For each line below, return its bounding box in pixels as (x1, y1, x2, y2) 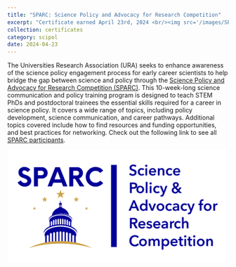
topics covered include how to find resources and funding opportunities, (7, 121, 217, 129)
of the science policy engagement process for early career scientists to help (7, 69, 228, 77)
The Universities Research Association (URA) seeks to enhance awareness (7, 61, 224, 70)
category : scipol (7, 34, 58, 41)
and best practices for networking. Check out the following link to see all (7, 129, 217, 137)
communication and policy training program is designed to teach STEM (7, 91, 213, 100)
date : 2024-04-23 (7, 41, 58, 48)
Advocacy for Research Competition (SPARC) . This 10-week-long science (7, 84, 221, 92)
